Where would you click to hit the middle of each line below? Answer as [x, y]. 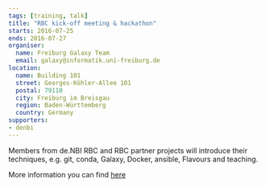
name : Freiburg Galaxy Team [63, 53]
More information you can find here [67, 174]
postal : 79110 [39, 90]
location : [25, 68]
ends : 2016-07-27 [37, 38]
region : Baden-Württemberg [61, 105]
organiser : [27, 46]
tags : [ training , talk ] [48, 16]
